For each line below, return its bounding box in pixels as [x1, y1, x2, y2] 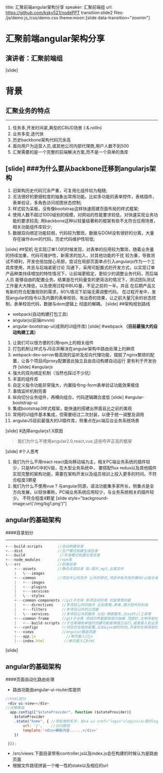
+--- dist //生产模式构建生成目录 [5, 548, 98, 553]
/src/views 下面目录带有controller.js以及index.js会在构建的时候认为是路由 [12, 751, 158, 757]
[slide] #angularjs [18, 364, 53, 370]
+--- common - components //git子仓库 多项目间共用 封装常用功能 [14, 598, 131, 603]
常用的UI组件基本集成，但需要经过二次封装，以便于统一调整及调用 [12, 411, 144, 417]
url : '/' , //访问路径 [23, 723, 70, 728]
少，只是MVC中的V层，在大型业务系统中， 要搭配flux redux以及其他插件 [12, 465, 157, 470]
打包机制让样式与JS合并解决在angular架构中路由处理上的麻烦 [12, 346, 135, 352]
